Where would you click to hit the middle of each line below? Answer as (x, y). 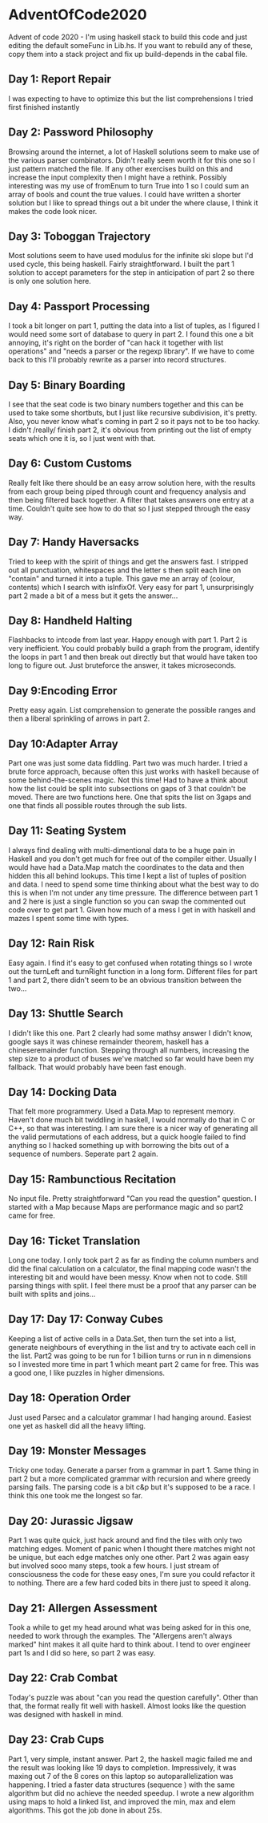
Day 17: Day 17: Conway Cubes (86, 1319)
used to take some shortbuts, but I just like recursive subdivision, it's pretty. (133, 413)
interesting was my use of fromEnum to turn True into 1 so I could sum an (129, 185)
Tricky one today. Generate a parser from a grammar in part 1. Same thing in (134, 1470)
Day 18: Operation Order (70, 1398)
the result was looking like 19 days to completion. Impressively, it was (122, 1767)
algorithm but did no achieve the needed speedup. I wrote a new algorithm (131, 1793)
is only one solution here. (50, 281)
